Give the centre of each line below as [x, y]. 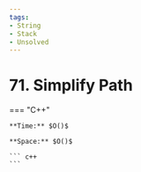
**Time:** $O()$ [39, 126]
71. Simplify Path [71, 86]
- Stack [23, 34]
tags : [19, 17]
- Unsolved [29, 42]
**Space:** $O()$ [41, 142]
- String [25, 26]
